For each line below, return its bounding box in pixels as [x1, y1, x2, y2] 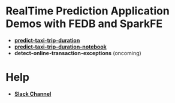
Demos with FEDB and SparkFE [5, 17, 163, 31]
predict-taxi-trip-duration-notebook [14, 43, 107, 50]
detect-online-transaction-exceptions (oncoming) [14, 49, 141, 56]
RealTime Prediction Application [5, 4, 170, 18]
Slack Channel [14, 90, 52, 97]
